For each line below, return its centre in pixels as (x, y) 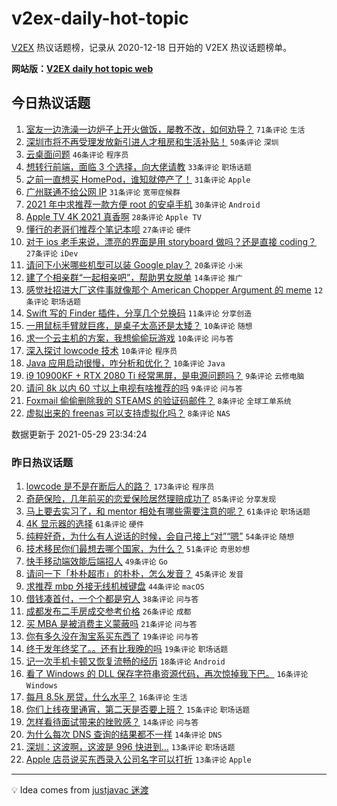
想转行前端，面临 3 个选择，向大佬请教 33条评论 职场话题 (138, 166)
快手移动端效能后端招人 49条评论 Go (96, 561)
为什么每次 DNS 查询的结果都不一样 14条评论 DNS (124, 734)
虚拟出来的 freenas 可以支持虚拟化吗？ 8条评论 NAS (128, 413)
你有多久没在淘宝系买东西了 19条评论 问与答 (112, 636)
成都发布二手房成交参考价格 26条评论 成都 (108, 611)
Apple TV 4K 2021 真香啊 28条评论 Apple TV (113, 216)
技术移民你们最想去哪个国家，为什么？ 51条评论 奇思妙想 (138, 549)
